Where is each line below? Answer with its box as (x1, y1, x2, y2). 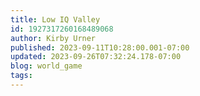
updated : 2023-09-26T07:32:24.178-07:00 (10, 52, 182, 62)
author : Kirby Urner (10, 33, 97, 43)
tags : (10, 71, 33, 81)
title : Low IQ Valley (10, 14, 101, 25)
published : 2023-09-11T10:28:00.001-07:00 (10, 42, 190, 53)
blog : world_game (10, 61, 83, 71)
